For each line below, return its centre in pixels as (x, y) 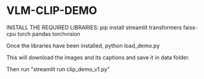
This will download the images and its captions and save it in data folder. (98, 57)
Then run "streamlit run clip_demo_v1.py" (58, 69)
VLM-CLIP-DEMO (52, 11)
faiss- (190, 27)
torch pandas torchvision (49, 33)
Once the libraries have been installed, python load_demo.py (83, 46)
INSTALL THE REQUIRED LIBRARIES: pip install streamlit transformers (94, 27)
